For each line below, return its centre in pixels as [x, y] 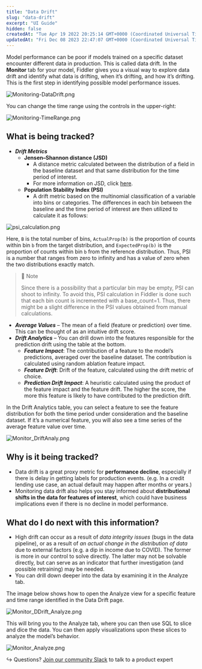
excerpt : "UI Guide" [32, 23]
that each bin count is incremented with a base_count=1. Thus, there [106, 300]
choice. [33, 376]
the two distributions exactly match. [50, 264]
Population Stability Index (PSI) [63, 189]
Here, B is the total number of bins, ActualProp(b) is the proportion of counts [101, 238]
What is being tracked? [50, 137]
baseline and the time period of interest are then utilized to [106, 209]
